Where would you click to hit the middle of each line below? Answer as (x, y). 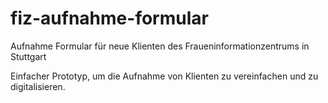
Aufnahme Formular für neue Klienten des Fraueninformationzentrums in (160, 46)
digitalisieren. (38, 86)
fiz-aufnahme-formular (109, 18)
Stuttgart (28, 56)
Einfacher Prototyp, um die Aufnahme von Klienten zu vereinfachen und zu (164, 76)
